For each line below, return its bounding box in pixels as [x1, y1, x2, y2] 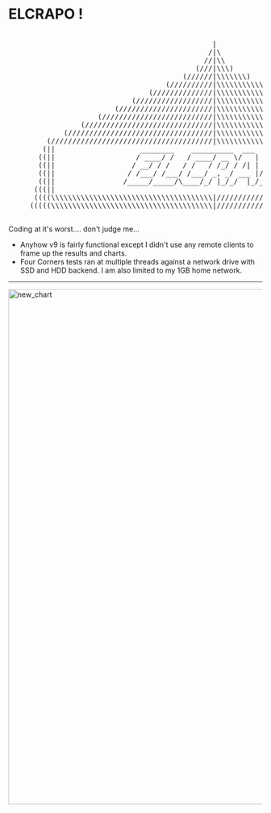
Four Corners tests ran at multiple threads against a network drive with [19, 256, 256, 266]
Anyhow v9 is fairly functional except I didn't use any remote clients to [19, 240, 254, 249]
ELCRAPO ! [8, 5, 83, 23]
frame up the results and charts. [19, 248, 127, 258]
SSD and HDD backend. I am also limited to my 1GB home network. [19, 265, 243, 275]
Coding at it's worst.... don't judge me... [8, 223, 140, 234]
